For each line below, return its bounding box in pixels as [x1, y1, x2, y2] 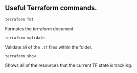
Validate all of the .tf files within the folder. [5, 44, 92, 50]
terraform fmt [5, 17, 34, 22]
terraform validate [5, 35, 45, 40]
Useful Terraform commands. [5, 4, 97, 12]
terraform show [5, 53, 36, 58]
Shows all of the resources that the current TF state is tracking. [5, 62, 133, 68]
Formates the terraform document [5, 25, 74, 31]
